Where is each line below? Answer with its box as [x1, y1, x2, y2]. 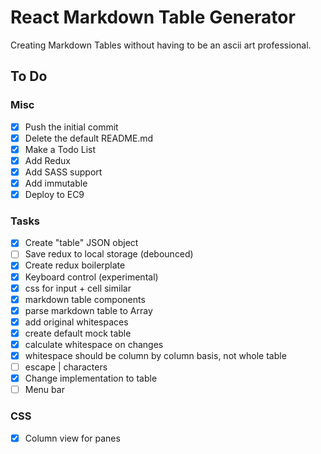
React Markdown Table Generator [10, 6, 296, 29]
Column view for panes [24, 432, 121, 444]
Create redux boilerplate [24, 259, 126, 271]
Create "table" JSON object [24, 237, 139, 249]
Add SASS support [24, 166, 103, 178]
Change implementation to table [24, 372, 158, 385]
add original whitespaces [24, 316, 129, 328]
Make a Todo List [24, 143, 97, 155]
